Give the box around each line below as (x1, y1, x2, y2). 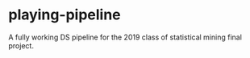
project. (8, 40, 35, 50)
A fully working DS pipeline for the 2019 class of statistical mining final (8, 32, 242, 42)
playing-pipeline (8, 6, 121, 24)
